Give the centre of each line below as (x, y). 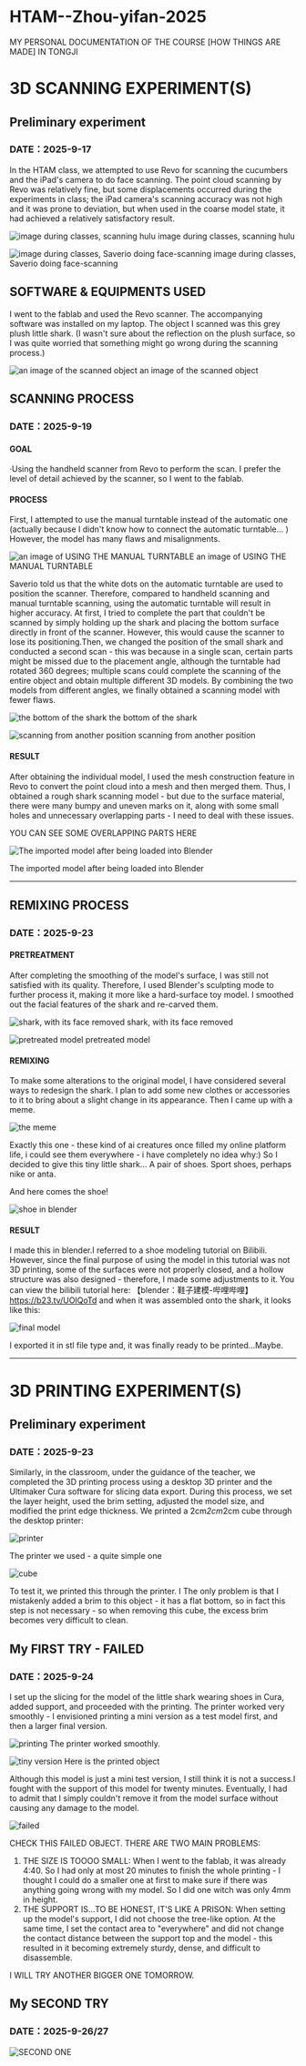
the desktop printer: (46, 1521)
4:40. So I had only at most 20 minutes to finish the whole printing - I (152, 1871)
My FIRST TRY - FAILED (77, 1649)
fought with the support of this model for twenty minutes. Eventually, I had (148, 1789)
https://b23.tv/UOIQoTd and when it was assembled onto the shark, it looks (150, 1300)
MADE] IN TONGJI (44, 51)
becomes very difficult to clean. (69, 1620)
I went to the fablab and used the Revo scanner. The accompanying (136, 314)
